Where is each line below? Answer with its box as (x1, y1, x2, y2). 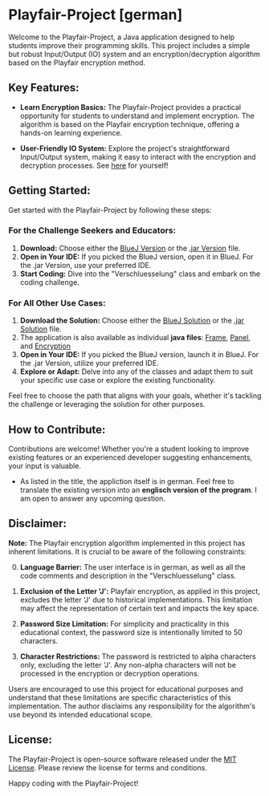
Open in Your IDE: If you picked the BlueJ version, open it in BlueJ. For (19, 251, 254, 262)
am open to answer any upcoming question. (19, 493, 166, 503)
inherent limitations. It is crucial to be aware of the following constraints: (8, 546, 247, 556)
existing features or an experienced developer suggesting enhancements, (8, 452, 253, 462)
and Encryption (19, 341, 71, 351)
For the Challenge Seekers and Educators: (8, 225, 177, 236)
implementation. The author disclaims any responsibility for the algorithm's (8, 701, 256, 711)
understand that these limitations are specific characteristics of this (8, 692, 231, 702)
